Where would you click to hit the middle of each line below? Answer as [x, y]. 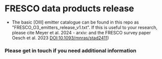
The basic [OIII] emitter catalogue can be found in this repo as [75, 22]
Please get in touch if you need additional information [71, 51]
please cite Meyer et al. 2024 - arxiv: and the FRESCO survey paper [81, 32]
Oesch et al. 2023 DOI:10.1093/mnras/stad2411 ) [60, 38]
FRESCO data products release [70, 9]
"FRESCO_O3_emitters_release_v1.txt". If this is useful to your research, [84, 27]
